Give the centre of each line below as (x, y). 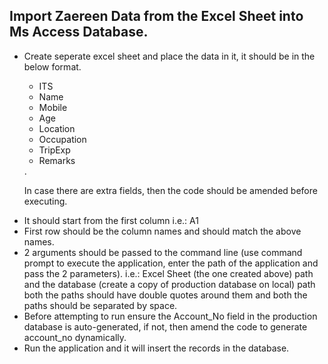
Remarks (57, 160)
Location (57, 128)
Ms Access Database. (79, 32)
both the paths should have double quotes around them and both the (165, 295)
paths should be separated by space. (100, 305)
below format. (52, 66)
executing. (45, 201)
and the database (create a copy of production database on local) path (169, 284)
